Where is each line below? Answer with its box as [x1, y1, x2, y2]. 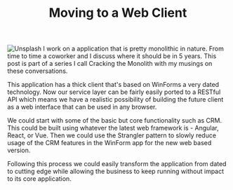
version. [7, 146, 31, 155]
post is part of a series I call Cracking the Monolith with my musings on [7, 60, 213, 68]
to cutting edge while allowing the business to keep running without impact [7, 167, 225, 176]
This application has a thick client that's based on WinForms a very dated [7, 81, 220, 89]
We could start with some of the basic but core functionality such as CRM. [7, 116, 222, 125]
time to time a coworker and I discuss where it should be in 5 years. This [7, 52, 217, 60]
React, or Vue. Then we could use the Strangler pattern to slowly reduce [7, 131, 216, 140]
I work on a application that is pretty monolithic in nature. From [43, 44, 225, 53]
